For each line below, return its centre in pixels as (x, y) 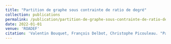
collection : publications (33, 15)
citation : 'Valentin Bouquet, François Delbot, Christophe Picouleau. (82, 33)
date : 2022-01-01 (24, 24)
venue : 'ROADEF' (22, 29)
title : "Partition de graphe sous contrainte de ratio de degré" (76, 10)
